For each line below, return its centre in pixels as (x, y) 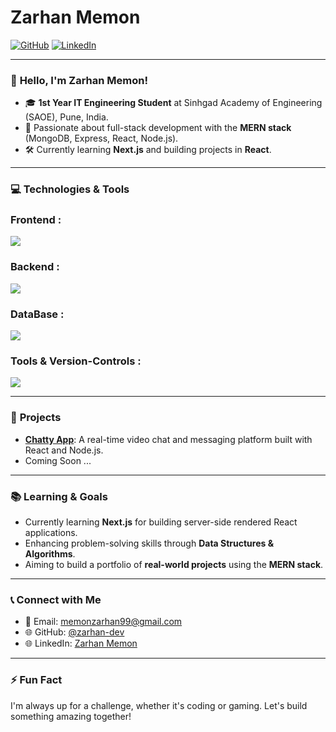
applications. (51, 532)
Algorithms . (50, 553)
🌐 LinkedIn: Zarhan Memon (81, 643)
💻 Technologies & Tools (70, 189)
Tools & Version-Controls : (76, 361)
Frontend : (36, 220)
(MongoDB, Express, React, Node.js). (101, 138)
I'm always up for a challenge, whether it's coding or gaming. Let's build (159, 705)
